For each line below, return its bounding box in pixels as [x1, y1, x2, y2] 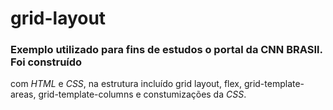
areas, [10, 88, 37, 101]
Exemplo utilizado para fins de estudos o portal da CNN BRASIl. [10, 43, 323, 57]
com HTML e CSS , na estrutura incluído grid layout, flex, [10, 78, 242, 90]
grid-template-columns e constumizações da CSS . [38, 88, 247, 101]
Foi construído [10, 55, 83, 69]
